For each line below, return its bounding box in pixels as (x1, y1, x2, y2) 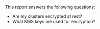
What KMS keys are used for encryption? (12, 19, 96, 24)
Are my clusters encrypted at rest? (12, 14, 82, 19)
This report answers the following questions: (5, 4, 95, 10)
